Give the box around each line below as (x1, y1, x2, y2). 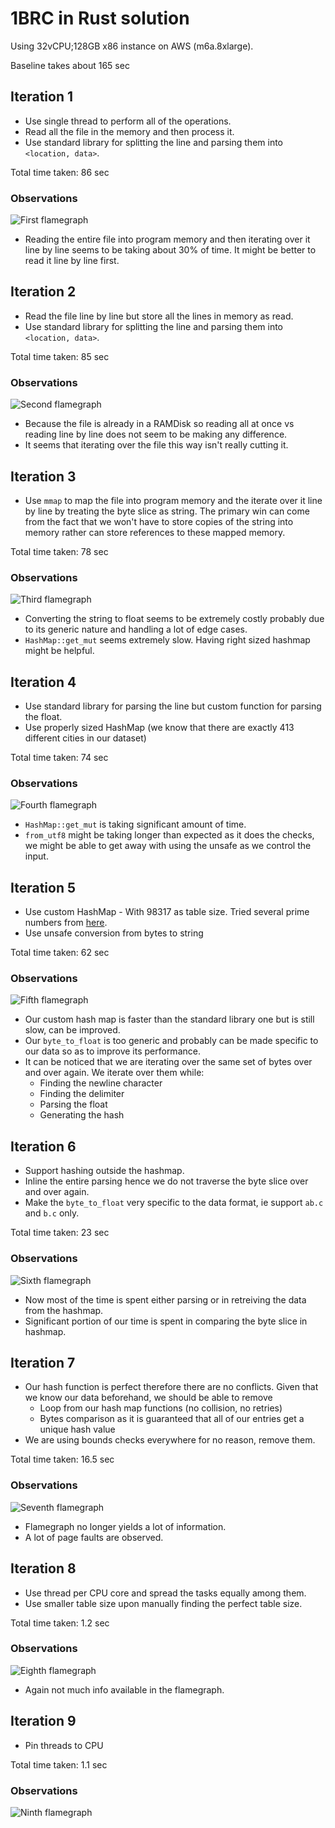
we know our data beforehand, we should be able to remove (24, 1392, 273, 1404)
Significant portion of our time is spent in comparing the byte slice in (24, 1315, 308, 1327)
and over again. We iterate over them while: (24, 1067, 205, 1079)
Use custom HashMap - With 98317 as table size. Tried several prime (24, 906, 310, 918)
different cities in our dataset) (24, 732, 147, 744)
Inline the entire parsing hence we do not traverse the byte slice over (24, 1175, 309, 1187)
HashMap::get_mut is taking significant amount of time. (24, 818, 247, 831)
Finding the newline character (39, 1077, 163, 1089)
